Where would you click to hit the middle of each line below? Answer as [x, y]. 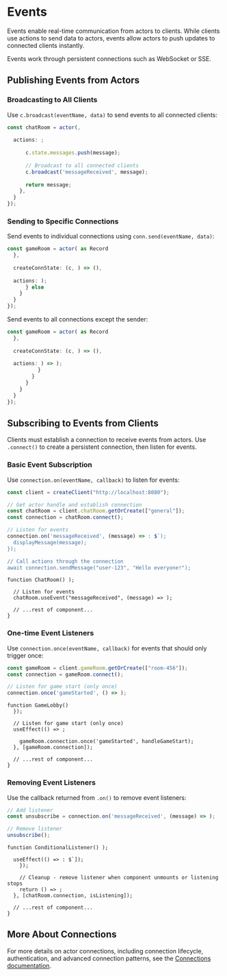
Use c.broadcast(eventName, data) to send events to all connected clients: [112, 114]
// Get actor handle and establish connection [75, 504]
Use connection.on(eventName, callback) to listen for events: [93, 480]
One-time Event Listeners [51, 633]
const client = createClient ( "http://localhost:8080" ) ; [88, 492]
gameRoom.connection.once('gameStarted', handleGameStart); [107, 742]
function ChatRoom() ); [41, 580]
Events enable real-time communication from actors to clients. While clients [113, 31]
